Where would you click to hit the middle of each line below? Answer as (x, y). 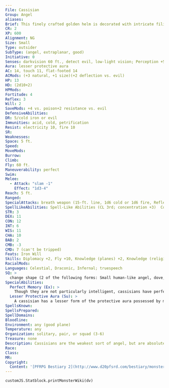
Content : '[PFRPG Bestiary (38, 367)
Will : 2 (13, 104)
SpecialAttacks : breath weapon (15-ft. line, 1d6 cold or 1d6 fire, (78, 203)
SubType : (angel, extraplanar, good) (45, 52)
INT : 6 (12, 226)
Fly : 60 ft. (18, 165)
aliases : (14, 19)
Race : (11, 348)
